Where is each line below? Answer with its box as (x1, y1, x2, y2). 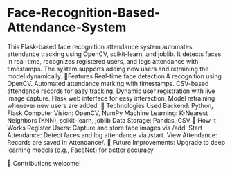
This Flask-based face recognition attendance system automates (7, 42, 193, 51)
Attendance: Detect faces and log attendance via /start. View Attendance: (7, 130, 217, 139)
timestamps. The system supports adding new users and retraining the (7, 64, 209, 73)
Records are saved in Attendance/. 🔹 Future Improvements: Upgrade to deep (7, 138, 226, 146)
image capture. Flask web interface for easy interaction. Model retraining (7, 94, 215, 102)
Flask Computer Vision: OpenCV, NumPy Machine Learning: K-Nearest (7, 109, 208, 117)
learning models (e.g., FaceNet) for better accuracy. (7, 146, 156, 154)
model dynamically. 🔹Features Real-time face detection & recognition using (7, 71, 222, 80)
